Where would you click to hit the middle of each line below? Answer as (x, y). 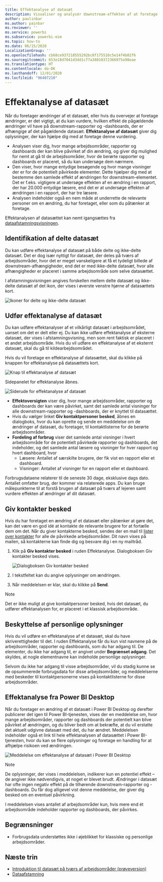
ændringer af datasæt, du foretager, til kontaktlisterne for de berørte (81, 427)
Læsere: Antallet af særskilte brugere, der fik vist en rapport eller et (87, 458)
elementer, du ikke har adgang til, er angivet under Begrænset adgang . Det (81, 651)
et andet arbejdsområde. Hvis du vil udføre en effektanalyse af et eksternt (79, 343)
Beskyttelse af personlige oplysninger (64, 624)
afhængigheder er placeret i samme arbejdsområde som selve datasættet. (80, 271)
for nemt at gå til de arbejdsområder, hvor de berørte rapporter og (78, 156)
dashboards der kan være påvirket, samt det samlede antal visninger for (84, 406)
